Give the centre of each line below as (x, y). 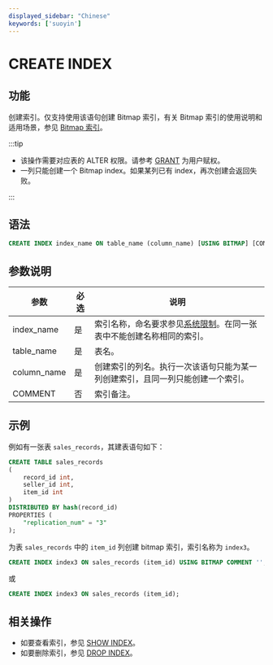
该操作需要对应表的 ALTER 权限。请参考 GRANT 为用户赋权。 (122, 160)
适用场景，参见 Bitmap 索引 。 (58, 127)
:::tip (16, 143)
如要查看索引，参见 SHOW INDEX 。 (80, 643)
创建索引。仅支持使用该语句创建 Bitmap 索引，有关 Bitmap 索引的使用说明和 (135, 117)
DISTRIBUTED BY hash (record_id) (63, 508)
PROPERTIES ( (30, 515)
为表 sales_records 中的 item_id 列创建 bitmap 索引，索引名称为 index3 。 (131, 547)
